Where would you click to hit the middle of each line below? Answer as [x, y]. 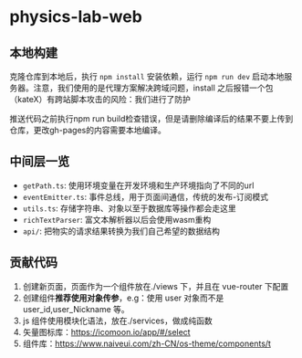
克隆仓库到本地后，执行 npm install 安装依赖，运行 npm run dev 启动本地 [147, 76]
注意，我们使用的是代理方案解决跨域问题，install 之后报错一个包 [153, 88]
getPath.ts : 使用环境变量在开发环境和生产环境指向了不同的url [138, 185]
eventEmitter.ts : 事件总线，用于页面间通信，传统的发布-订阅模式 [146, 196]
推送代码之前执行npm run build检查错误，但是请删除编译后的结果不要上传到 [151, 119]
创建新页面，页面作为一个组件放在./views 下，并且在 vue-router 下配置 [156, 286]
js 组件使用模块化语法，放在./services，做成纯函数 [117, 321]
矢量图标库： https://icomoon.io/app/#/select [106, 332]
